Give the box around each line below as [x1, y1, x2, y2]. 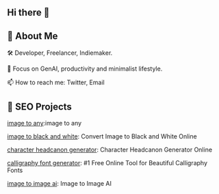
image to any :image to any [7, 119, 82, 128]
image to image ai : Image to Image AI [7, 180, 112, 188]
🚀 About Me [7, 30, 58, 42]
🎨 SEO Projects [7, 101, 72, 112]
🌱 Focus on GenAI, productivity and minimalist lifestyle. [7, 64, 163, 73]
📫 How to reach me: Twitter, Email [7, 78, 105, 86]
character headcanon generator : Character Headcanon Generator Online [7, 145, 213, 154]
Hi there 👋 [7, 7, 50, 19]
